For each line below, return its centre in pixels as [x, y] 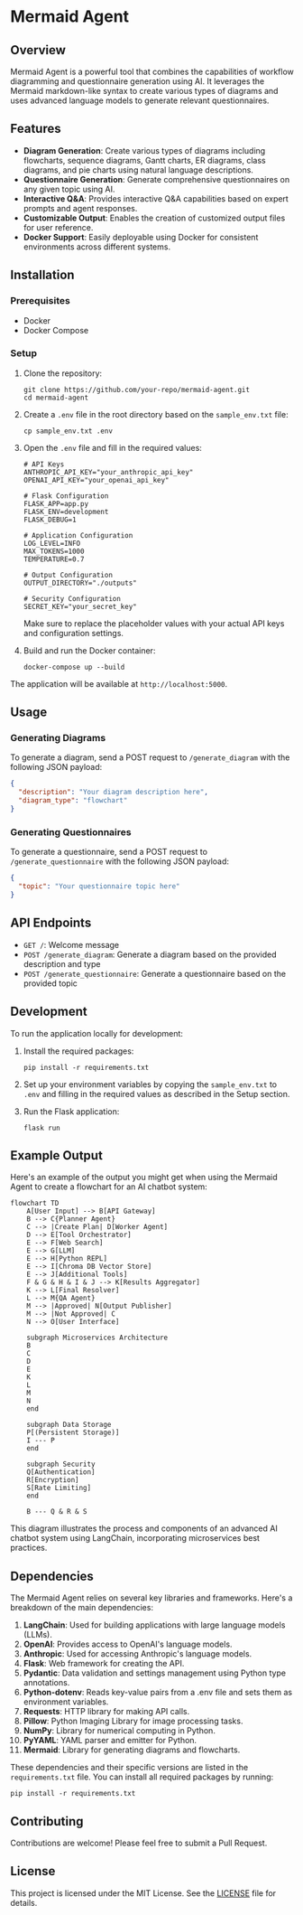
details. [24, 1902]
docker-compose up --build [74, 667]
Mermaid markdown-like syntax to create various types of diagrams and [144, 91]
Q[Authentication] [61, 1472]
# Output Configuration [68, 575]
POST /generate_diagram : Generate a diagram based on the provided [150, 954]
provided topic [50, 983]
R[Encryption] [53, 1480]
